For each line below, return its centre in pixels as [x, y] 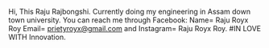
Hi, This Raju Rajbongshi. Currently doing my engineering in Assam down [130, 12]
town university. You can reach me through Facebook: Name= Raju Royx [128, 20]
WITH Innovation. [37, 37]
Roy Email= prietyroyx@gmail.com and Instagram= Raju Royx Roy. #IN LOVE [135, 28]
